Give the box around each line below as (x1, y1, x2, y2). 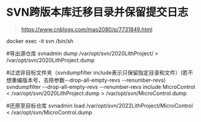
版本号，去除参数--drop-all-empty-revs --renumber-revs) (22, 76, 166, 84)
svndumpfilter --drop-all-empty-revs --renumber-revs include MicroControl (6, 83, 196, 90)
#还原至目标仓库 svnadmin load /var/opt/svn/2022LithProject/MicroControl (6, 102, 193, 109)
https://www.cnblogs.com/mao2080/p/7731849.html (21, 25, 153, 33)
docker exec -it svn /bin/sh (6, 37, 74, 44)
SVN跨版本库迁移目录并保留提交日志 (6, 5, 189, 19)
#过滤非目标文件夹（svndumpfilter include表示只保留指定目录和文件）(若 (6, 69, 188, 76)
